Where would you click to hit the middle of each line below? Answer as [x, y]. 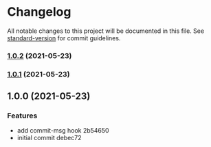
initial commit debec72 [49, 138]
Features [22, 116]
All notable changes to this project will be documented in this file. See [106, 31]
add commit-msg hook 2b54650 [63, 131]
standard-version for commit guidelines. [64, 38]
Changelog [39, 12]
